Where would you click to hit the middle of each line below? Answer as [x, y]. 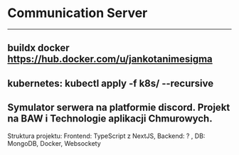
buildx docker [38, 48]
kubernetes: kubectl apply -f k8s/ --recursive [111, 83]
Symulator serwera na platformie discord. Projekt [119, 108]
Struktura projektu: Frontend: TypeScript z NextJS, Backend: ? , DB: [106, 136]
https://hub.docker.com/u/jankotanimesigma [110, 59]
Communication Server [78, 13]
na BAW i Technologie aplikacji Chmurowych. [110, 119]
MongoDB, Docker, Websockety [54, 143]
